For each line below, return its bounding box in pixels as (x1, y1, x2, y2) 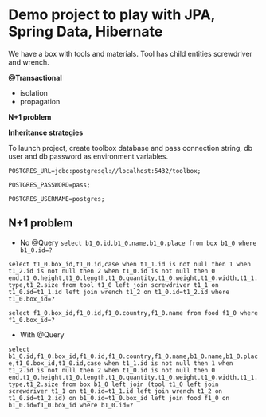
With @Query (19, 329, 65, 340)
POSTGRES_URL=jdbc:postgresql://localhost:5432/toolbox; (8, 167, 201, 175)
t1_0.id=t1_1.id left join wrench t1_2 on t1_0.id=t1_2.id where (8, 288, 229, 296)
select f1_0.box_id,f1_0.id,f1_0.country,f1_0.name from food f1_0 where (8, 309, 259, 317)
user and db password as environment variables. (8, 151, 169, 161)
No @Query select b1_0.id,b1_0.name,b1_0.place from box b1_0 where (19, 238, 257, 247)
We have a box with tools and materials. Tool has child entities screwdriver (8, 49, 253, 58)
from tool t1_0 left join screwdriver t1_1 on (61, 281, 219, 289)
